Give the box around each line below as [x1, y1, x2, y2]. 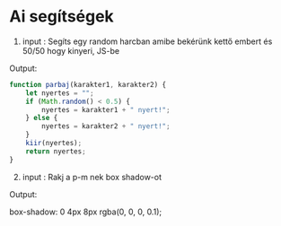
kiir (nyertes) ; [25, 139, 83, 148]
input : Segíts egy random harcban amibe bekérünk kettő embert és [22, 36, 273, 47]
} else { [25, 114, 58, 123]
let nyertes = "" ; [25, 88, 94, 98]
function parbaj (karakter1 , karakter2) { [9, 80, 167, 89]
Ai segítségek [9, 6, 114, 27]
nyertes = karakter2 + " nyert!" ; [41, 122, 171, 131]
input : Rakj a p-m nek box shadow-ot [22, 171, 162, 182]
